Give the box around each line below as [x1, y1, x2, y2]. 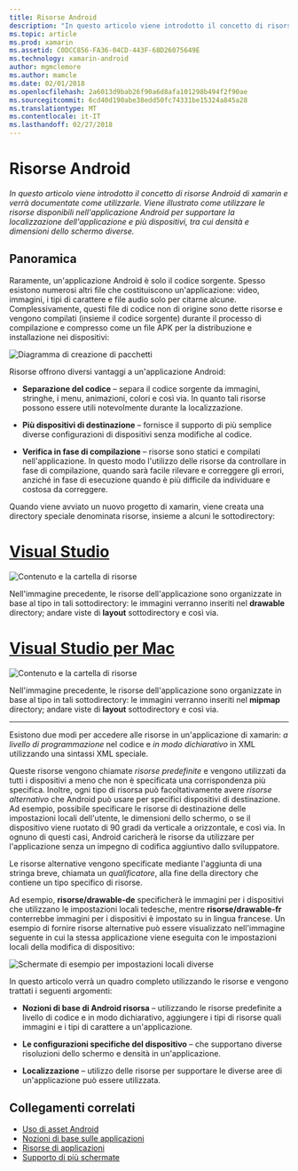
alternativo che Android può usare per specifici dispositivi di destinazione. [9, 793, 281, 804]
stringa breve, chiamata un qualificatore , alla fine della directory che [9, 867, 259, 878]
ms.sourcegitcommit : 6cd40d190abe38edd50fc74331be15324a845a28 [9, 95, 248, 105]
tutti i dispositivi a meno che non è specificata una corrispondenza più [9, 775, 266, 785]
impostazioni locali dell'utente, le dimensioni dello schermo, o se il [9, 812, 251, 823]
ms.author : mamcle [9, 71, 77, 80]
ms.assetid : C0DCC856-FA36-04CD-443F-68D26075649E [9, 46, 200, 55]
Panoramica [9, 251, 77, 267]
